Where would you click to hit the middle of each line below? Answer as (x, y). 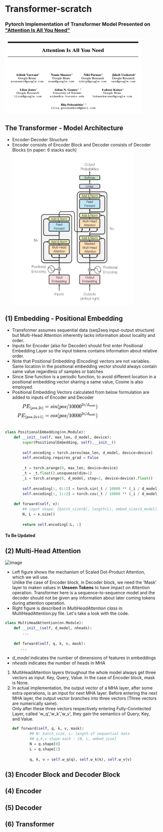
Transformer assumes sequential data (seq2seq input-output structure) (83, 330)
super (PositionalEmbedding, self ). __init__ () (69, 442)
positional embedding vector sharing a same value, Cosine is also (78, 382)
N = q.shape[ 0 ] (45, 744)
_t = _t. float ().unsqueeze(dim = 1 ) (57, 473)
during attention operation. (39, 603)
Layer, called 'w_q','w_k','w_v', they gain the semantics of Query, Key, (81, 714)
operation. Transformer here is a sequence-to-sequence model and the (83, 593)
